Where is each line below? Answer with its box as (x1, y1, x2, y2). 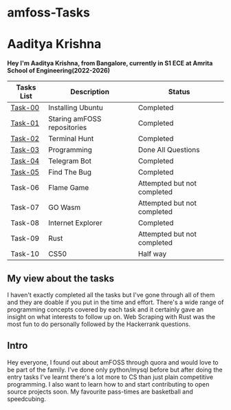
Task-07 (10, 203, 40, 213)
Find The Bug (47, 167, 91, 177)
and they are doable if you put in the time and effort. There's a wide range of (7, 298, 224, 306)
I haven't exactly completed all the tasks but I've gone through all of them (7, 290, 215, 299)
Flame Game (47, 183, 89, 193)
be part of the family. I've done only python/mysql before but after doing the (7, 365, 223, 374)
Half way (137, 249, 167, 259)
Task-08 (10, 218, 40, 228)
